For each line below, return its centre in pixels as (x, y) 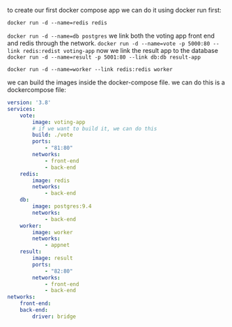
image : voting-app (59, 122)
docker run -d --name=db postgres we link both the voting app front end (111, 36)
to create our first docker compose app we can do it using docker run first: (114, 10)
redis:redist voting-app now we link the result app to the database (120, 51)
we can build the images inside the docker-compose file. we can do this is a (116, 82)
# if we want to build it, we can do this (95, 128)
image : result (53, 258)
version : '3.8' (29, 102)
